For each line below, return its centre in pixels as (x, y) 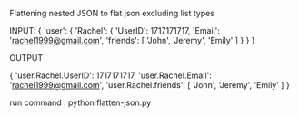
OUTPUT (26, 58)
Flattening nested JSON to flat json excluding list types (112, 13)
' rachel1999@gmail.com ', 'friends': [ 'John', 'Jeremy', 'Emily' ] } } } (133, 40)
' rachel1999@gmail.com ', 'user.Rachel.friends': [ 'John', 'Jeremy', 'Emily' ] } (150, 85)
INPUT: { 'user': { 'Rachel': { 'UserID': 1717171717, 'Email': (115, 30)
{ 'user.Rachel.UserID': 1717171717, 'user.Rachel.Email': (110, 75)
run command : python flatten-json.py (80, 102)
